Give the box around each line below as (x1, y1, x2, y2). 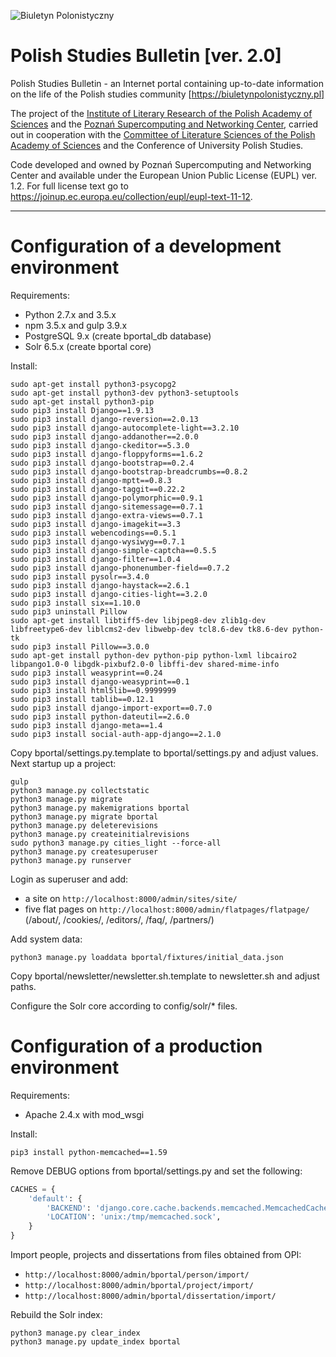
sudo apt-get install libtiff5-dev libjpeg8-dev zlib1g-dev (10, 615, 267, 625)
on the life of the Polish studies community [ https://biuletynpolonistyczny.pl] (10, 88, 325, 100)
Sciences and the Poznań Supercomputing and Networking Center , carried (10, 118, 319, 130)
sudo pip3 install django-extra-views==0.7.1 (10, 510, 203, 520)
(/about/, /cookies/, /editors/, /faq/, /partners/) (24, 913, 215, 925)
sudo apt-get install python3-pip (10, 396, 155, 407)
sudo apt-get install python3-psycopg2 (10, 379, 177, 389)
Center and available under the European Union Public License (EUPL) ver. (10, 169, 318, 181)
